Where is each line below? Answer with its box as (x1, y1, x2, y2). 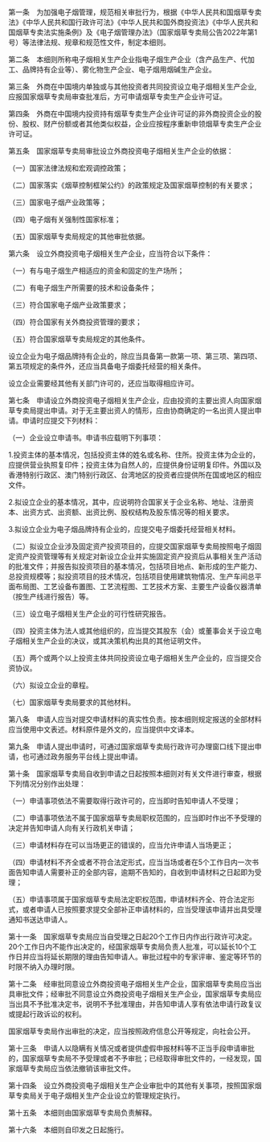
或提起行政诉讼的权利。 (8, 1009, 86, 1019)
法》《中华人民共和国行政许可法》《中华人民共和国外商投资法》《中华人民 (8, 18, 244, 27)
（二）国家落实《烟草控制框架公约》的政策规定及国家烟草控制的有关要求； (8, 180, 255, 190)
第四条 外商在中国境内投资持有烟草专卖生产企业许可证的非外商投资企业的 (8, 109, 255, 118)
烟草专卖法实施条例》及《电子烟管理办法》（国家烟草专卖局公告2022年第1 (14, 27, 258, 37)
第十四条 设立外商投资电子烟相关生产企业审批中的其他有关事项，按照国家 (8, 1081, 255, 1090)
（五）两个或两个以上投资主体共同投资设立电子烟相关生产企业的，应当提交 (8, 653, 255, 662)
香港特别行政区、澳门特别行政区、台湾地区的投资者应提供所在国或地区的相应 (8, 470, 262, 480)
